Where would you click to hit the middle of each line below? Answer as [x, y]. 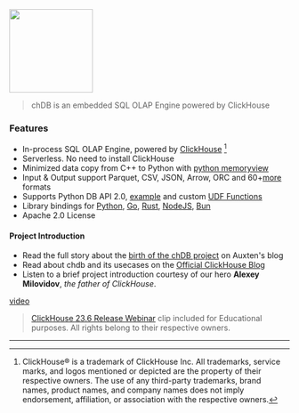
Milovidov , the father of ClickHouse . [89, 284]
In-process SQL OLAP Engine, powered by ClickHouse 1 [124, 148]
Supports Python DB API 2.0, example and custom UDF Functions [142, 196]
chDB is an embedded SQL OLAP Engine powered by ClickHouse [150, 105]
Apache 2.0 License [59, 215]
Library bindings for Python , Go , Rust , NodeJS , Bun [116, 206]
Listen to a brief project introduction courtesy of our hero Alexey [141, 274]
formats [36, 187]
